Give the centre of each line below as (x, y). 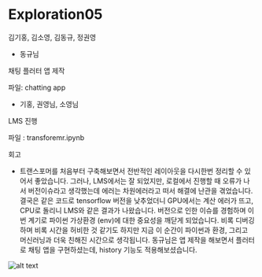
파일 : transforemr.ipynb (46, 137)
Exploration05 (55, 15)
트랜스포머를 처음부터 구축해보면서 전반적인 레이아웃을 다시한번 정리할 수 (131, 171)
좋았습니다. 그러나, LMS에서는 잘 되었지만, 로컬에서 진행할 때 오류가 (138, 181)
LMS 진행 (23, 120)
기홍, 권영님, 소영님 (49, 104)
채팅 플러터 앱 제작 (37, 70)
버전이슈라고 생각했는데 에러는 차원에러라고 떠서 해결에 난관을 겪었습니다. (140, 190)
